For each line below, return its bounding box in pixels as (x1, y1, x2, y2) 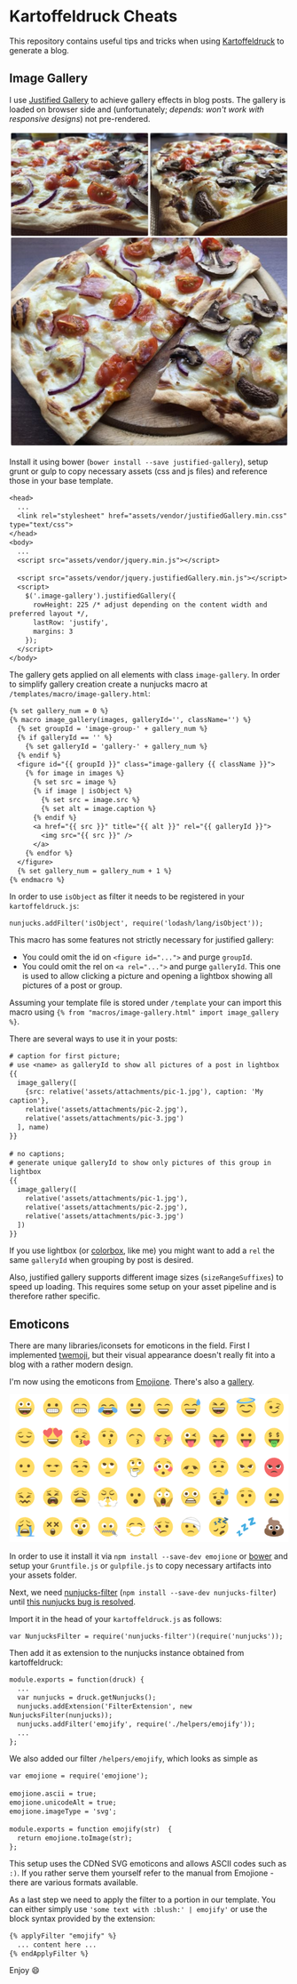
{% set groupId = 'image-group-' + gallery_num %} (17, 725, 208, 734)
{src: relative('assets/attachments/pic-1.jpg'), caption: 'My (25, 1088, 264, 1096)
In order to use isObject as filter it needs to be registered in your (9, 891, 246, 902)
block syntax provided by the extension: (9, 1913, 156, 1924)
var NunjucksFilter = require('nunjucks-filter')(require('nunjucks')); (9, 1632, 284, 1641)
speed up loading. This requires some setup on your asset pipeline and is (9, 1281, 277, 1292)
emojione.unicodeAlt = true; (9, 1798, 117, 1807)
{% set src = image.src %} (41, 796, 141, 805)
